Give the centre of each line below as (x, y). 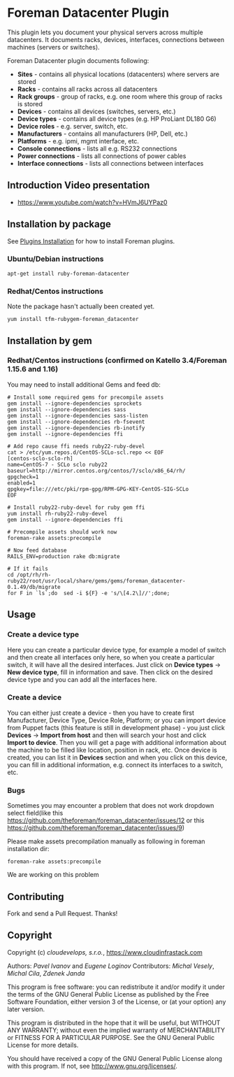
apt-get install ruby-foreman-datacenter (68, 273)
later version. (26, 1009)
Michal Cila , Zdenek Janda (46, 973)
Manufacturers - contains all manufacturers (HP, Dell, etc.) (102, 134)
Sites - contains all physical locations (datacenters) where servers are (118, 74)
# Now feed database (37, 550)
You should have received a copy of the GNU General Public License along (115, 1058)
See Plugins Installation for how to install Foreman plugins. (91, 241)
